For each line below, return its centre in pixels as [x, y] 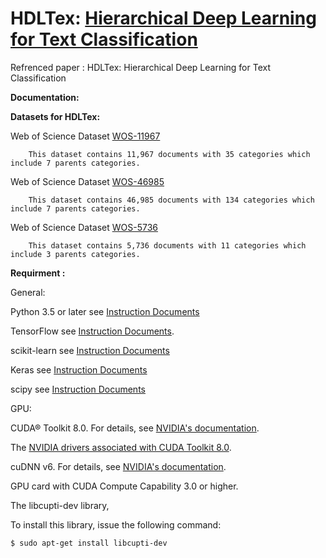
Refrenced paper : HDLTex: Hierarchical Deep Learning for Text [140, 67]
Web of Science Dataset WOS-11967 [85, 136]
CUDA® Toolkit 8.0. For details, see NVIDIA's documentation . [135, 428]
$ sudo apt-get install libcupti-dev [89, 543]
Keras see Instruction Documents [79, 369]
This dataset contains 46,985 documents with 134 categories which [171, 200]
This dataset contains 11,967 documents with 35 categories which [169, 154]
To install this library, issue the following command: [116, 524]
